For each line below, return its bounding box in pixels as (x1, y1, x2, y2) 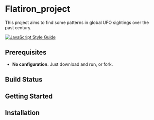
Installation (5, 108, 40, 117)
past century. (5, 24, 32, 30)
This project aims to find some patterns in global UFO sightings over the (5, 20, 149, 25)
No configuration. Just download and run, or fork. (12, 61, 113, 67)
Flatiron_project (5, 3, 70, 15)
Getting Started (5, 92, 53, 100)
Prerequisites (5, 48, 47, 57)
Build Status (5, 76, 43, 84)
